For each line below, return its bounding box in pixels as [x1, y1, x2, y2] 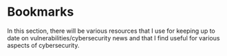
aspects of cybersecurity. [7, 41, 80, 49]
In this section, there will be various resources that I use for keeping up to [7, 27, 215, 35]
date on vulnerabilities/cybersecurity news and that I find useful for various [7, 33, 220, 42]
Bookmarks [7, 4, 74, 20]
